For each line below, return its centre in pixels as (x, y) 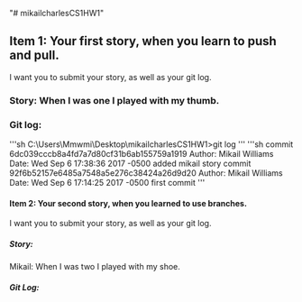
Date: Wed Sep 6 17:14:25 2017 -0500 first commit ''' (107, 183)
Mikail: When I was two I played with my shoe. (95, 267)
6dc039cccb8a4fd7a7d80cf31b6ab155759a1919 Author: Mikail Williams (142, 154)
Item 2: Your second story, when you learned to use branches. (128, 203)
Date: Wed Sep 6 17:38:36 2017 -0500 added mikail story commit (130, 164)
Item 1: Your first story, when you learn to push (143, 41)
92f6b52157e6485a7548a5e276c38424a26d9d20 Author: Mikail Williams (146, 173)
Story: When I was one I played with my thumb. (114, 100)
